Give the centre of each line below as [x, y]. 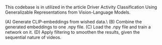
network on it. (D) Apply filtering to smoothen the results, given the [72, 32]
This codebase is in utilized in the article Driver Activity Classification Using [81, 7]
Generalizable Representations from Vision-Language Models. [68, 12]
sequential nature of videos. [33, 37]
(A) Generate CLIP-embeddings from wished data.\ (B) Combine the [73, 22]
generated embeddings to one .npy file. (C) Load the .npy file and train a [78, 27]
